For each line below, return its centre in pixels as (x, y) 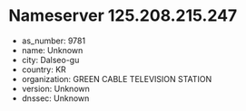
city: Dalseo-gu (50, 60)
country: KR (44, 69)
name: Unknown (52, 50)
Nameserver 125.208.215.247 (123, 16)
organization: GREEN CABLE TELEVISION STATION (117, 79)
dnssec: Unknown (55, 98)
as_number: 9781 (54, 41)
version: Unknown (55, 88)
